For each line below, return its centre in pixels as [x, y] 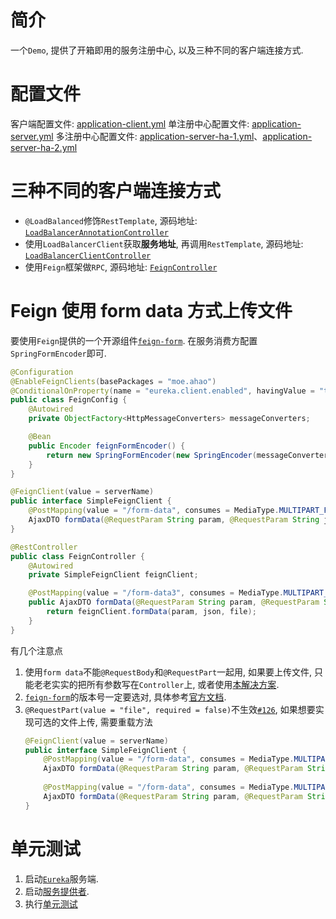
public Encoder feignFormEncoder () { [107, 446]
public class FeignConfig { [69, 400]
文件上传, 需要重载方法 [106, 722]
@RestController [44, 547]
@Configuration [42, 372]
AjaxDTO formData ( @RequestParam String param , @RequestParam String [174, 520]
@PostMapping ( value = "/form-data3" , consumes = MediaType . [156, 593]
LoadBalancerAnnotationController [96, 232]
